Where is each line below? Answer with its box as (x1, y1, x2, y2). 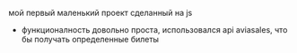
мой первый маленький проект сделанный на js (8, 8, 193, 18)
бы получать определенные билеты (21, 34, 159, 44)
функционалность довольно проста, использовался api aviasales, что (21, 25, 288, 34)
